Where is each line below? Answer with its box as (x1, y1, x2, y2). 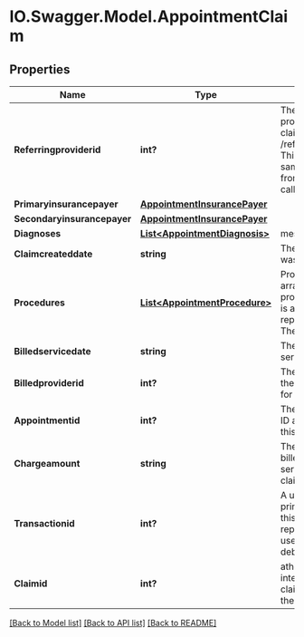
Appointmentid (14, 414, 81, 427)
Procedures (14, 296, 65, 309)
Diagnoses (14, 227, 62, 239)
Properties (9, 62, 71, 77)
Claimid (14, 577, 48, 590)
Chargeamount (14, 458, 81, 469)
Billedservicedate (14, 345, 91, 357)
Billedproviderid (14, 377, 84, 389)
